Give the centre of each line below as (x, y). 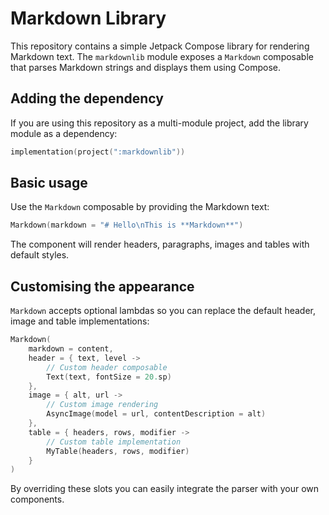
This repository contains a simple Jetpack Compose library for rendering (160, 46)
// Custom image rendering (102, 405)
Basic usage (49, 183)
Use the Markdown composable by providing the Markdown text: (140, 207)
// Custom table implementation (114, 442)
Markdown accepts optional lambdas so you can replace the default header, (163, 311)
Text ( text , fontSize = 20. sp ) (109, 377)
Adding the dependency (87, 98)
